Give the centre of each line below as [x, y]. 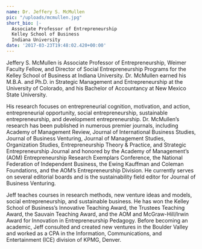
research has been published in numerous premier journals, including [93, 125]
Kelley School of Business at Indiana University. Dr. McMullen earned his [96, 75]
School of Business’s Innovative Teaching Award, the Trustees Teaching [96, 207]
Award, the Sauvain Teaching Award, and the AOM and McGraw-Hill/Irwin [97, 214]
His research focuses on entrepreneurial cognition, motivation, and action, [99, 106]
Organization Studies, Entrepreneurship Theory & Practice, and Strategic [96, 145]
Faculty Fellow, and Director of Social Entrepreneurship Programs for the [96, 69]
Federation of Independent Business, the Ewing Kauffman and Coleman [95, 164]
